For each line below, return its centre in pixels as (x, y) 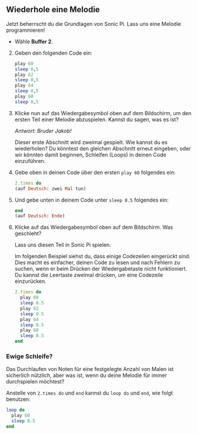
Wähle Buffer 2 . (34, 41)
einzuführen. (30, 161)
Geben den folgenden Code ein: (53, 53)
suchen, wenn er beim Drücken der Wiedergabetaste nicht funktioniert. (101, 269)
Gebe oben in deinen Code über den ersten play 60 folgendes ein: (95, 172)
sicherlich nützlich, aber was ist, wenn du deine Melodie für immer (87, 375)
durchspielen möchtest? (35, 382)
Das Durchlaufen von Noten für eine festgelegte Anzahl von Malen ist (90, 369)
